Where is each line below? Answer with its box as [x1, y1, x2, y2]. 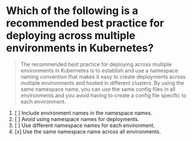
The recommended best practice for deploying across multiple [20, 60, 172, 68]
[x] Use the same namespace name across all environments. [14, 128, 161, 135]
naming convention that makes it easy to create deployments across [20, 73, 186, 80]
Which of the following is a [6, 4, 139, 18]
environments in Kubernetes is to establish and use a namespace [20, 67, 178, 74]
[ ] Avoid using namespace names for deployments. [14, 115, 140, 122]
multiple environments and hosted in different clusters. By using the [20, 79, 184, 86]
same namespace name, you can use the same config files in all [20, 85, 176, 92]
